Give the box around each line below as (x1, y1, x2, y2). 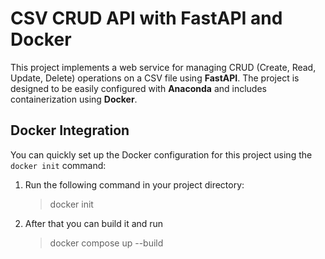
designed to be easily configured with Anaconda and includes (10, 82, 267, 94)
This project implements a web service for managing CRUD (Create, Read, (10, 61, 317, 73)
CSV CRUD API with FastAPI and (10, 7, 283, 30)
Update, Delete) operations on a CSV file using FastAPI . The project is (10, 72, 300, 84)
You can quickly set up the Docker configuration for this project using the (10, 148, 313, 161)
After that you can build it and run (24, 217, 164, 229)
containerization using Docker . (10, 93, 138, 105)
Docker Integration (10, 122, 130, 139)
